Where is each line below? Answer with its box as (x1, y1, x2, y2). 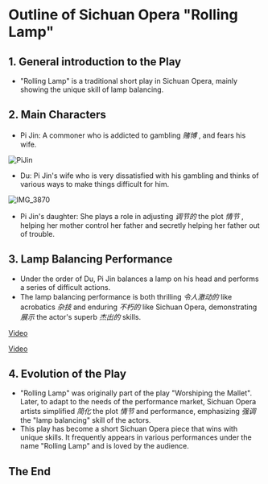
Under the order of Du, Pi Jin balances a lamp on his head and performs (19, 274, 259, 283)
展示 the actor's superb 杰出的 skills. (19, 312, 142, 321)
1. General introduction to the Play (8, 55, 182, 68)
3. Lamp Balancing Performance (8, 252, 173, 267)
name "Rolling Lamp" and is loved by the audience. (19, 441, 189, 451)
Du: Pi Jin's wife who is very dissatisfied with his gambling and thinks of (19, 171, 259, 180)
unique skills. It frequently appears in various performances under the (19, 432, 252, 442)
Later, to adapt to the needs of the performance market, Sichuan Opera (19, 397, 257, 407)
